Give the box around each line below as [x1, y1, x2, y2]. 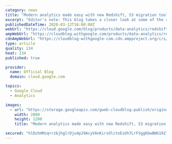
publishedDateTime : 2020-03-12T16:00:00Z [5, 22, 95, 27]
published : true [5, 55, 40, 61]
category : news [5, 7, 38, 13]
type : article [5, 41, 36, 46]
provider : [5, 65, 27, 70]
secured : [5, 131, 24, 136]
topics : [5, 83, 22, 89]
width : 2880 [14, 112, 40, 117]
